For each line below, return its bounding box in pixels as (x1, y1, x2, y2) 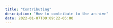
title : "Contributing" (5, 7, 52, 12)
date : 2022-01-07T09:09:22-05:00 (5, 16, 74, 20)
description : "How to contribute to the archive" (5, 11, 109, 16)
